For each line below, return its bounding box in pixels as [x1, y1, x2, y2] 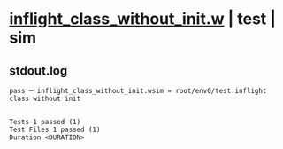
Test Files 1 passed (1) [9, 125, 101, 134]
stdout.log [9, 63, 68, 78]
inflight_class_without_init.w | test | [9, 9, 277, 29]
